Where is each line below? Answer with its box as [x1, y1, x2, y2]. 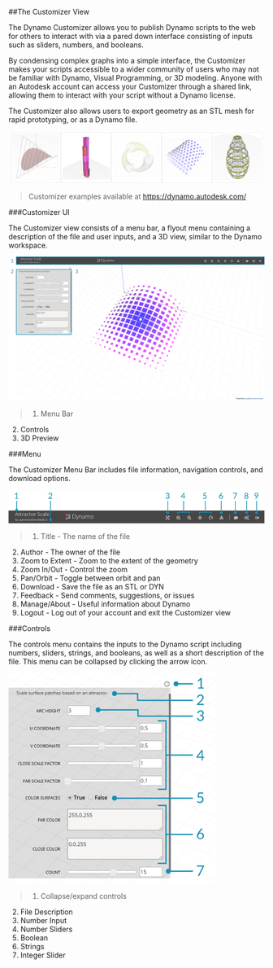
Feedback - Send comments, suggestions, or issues [19, 590, 195, 601]
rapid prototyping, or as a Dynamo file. [8, 115, 138, 125]
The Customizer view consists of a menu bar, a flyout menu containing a [8, 223, 251, 233]
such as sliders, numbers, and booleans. [8, 40, 145, 50]
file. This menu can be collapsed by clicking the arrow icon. [8, 657, 208, 667]
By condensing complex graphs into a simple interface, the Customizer [8, 56, 246, 65]
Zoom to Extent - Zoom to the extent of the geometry [19, 556, 199, 566]
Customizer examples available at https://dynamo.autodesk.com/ [28, 191, 246, 201]
